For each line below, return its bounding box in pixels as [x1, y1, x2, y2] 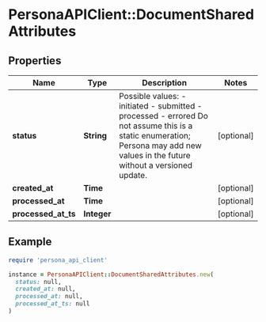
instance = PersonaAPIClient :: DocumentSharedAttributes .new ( [8, 271, 215, 278]
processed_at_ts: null [15, 300, 90, 308]
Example [8, 235, 52, 248]
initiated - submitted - [118, 100, 203, 112]
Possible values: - [118, 91, 187, 101]
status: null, [15, 278, 62, 286]
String [82, 131, 108, 141]
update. [118, 170, 148, 180]
